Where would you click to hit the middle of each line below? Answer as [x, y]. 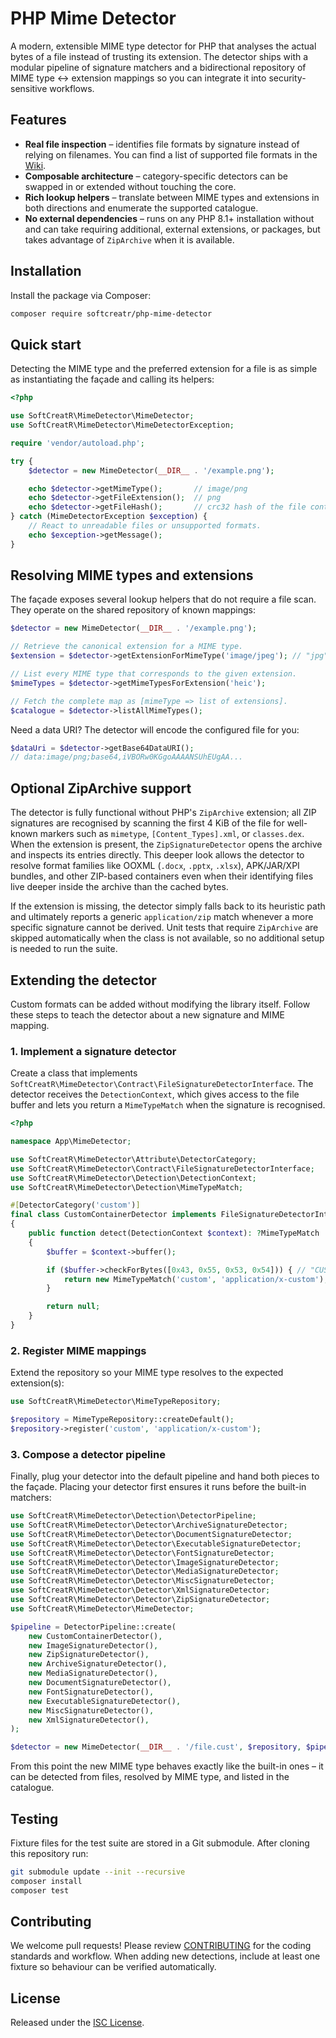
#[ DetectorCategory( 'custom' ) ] [75, 1205]
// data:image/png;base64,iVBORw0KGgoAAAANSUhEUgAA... [127, 757]
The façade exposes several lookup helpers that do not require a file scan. [163, 599]
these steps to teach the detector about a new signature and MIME [147, 1014]
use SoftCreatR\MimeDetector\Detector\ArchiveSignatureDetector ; [149, 1525]
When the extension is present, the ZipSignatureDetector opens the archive [166, 844]
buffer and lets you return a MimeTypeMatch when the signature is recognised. [168, 1105]
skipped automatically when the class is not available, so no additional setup [167, 938]
